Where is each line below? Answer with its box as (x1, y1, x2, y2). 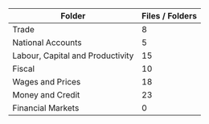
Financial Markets (12, 102, 80, 114)
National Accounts (12, 37, 82, 48)
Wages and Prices (12, 76, 81, 87)
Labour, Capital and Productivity (12, 50, 134, 61)
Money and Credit (12, 89, 80, 100)
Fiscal (12, 64, 35, 74)
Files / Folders (141, 10, 197, 21)
